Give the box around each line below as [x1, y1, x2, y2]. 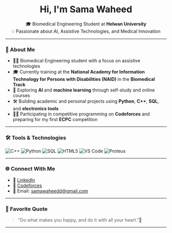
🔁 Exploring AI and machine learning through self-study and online [12, 87, 155, 93]
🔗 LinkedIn [12, 177, 35, 183]
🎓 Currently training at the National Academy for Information [12, 69, 145, 75]
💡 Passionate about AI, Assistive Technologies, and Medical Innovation [11, 28, 161, 34]
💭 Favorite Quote [5, 205, 48, 213]
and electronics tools [12, 106, 59, 112]
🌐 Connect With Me [5, 165, 55, 172]
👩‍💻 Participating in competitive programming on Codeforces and [12, 111, 150, 117]
